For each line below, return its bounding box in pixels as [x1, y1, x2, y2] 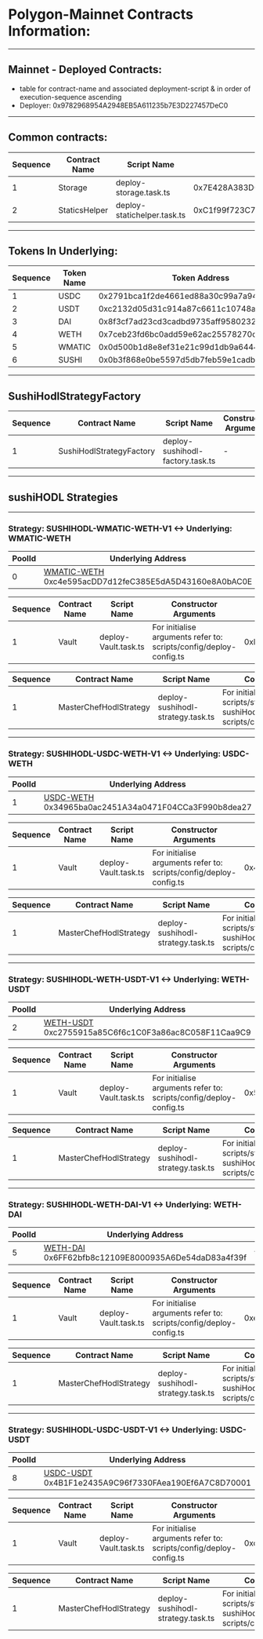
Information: [8, 22, 92, 40]
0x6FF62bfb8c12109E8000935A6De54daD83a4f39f [43, 1252, 247, 1263]
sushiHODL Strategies [8, 491, 119, 504]
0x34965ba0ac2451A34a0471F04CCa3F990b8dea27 [43, 801, 252, 812]
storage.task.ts [116, 187, 171, 198]
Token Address [171, 272, 229, 283]
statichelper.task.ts [116, 210, 186, 221]
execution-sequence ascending [19, 92, 122, 101]
